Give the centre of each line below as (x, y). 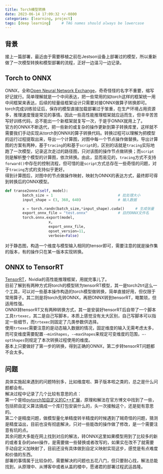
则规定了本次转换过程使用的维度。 (59, 340)
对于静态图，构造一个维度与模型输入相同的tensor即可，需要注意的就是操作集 (81, 245)
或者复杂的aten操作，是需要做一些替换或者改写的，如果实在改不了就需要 (81, 442)
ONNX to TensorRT (34, 267)
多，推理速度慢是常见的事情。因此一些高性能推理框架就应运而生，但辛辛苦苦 (81, 115)
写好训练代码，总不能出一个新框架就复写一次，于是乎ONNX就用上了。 (75, 121)
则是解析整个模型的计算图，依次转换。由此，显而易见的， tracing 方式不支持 (81, 157)
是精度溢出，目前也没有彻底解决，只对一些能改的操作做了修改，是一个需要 (79, 424)
